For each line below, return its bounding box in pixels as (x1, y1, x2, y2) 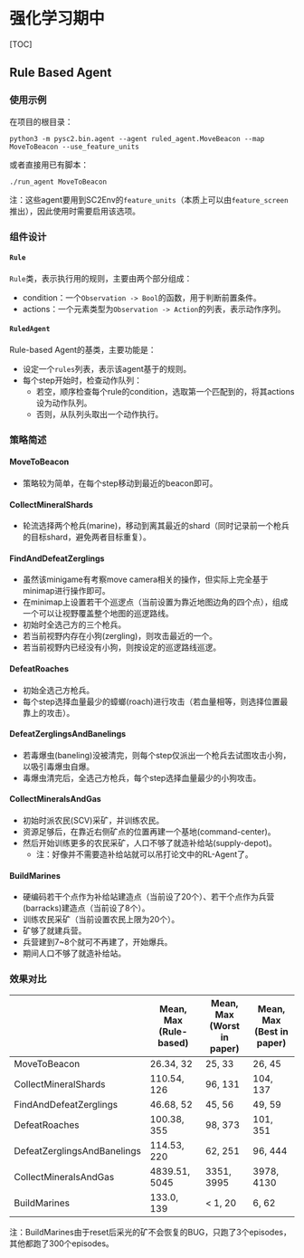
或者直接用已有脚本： (9, 159, 89, 170)
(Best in (254, 1025, 290, 1037)
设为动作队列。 (35, 397, 92, 408)
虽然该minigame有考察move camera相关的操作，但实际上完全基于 (22, 574, 269, 585)
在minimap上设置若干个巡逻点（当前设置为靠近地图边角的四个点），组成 (22, 596, 289, 607)
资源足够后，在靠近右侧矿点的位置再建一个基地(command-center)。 (22, 826, 276, 837)
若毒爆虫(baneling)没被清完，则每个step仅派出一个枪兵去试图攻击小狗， (22, 749, 291, 760)
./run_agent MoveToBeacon (9, 177, 107, 186)
